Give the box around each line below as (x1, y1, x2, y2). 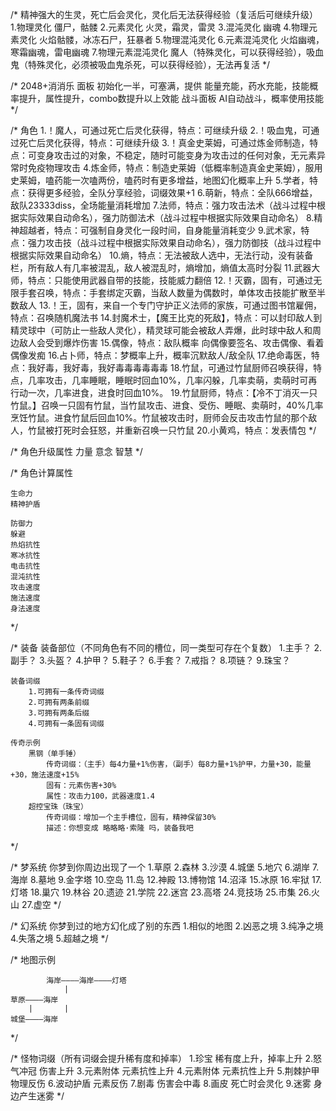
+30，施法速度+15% (10, 770, 80, 780)
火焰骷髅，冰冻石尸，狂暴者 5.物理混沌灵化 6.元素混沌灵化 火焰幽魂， (38, 34, 325, 45)
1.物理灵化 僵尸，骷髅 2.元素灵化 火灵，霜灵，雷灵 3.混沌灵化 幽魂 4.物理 (10, 21, 309, 33)
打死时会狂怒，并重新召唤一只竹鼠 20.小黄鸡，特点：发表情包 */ (53, 424, 317, 436)
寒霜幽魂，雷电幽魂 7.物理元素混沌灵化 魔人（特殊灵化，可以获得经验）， (10, 46, 307, 58)
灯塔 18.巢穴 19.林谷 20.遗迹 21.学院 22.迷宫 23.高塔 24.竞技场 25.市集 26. (10, 886, 312, 898)
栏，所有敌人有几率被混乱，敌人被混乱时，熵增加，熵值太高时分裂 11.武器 (10, 262, 312, 273)
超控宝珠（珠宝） (28, 802, 88, 812)
